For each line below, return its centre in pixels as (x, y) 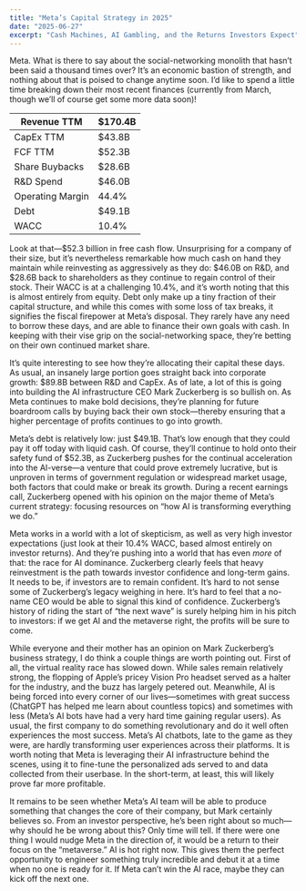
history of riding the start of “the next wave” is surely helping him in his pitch (153, 611)
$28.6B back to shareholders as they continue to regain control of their (143, 278)
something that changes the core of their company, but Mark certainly (141, 811)
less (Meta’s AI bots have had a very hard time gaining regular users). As (146, 716)
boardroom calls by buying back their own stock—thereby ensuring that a (148, 412)
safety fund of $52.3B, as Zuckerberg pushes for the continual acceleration (151, 458)
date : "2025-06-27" (46, 26)
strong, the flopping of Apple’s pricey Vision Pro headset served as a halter (150, 677)
